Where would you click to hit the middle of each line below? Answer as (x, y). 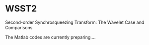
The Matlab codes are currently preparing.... (50, 37)
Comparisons (19, 27)
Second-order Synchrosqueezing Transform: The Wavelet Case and (75, 22)
